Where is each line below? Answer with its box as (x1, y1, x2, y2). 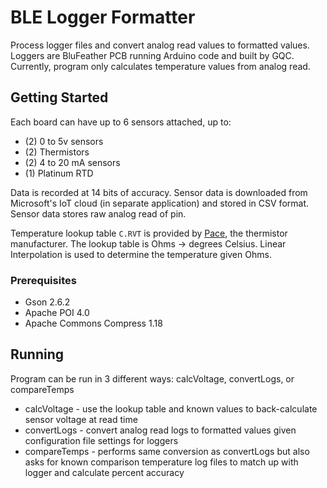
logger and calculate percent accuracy (24, 466, 185, 478)
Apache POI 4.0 (24, 307, 90, 319)
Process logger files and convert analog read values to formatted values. (10, 39, 310, 51)
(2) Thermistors (24, 146, 90, 158)
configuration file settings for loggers (24, 434, 179, 446)
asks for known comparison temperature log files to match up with (24, 456, 299, 468)
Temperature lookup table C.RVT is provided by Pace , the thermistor (10, 227, 288, 239)
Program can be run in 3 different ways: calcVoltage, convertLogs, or (10, 372, 295, 385)
